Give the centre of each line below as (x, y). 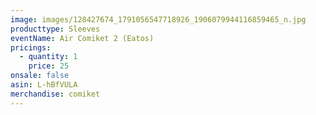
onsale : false (40, 76)
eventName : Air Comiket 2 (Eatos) (82, 38)
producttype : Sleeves (55, 29)
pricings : (31, 47)
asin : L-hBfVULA (44, 85)
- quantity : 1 (48, 57)
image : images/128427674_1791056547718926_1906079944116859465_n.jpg (158, 19)
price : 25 (49, 66)
